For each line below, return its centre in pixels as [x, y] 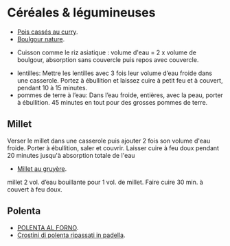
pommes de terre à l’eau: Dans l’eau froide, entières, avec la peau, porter [120, 95]
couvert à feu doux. [35, 189]
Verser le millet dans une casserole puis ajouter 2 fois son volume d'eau [109, 141]
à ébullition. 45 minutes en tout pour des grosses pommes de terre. [112, 102]
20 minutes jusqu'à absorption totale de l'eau [71, 155]
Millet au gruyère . [42, 168]
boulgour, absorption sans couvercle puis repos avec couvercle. [108, 59]
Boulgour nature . [41, 39]
